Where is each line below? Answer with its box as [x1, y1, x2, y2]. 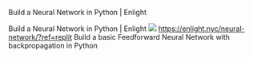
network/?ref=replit [8, 33, 72, 41]
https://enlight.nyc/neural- [158, 24, 246, 33]
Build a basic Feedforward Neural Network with [73, 33, 231, 41]
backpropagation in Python [8, 41, 98, 50]
